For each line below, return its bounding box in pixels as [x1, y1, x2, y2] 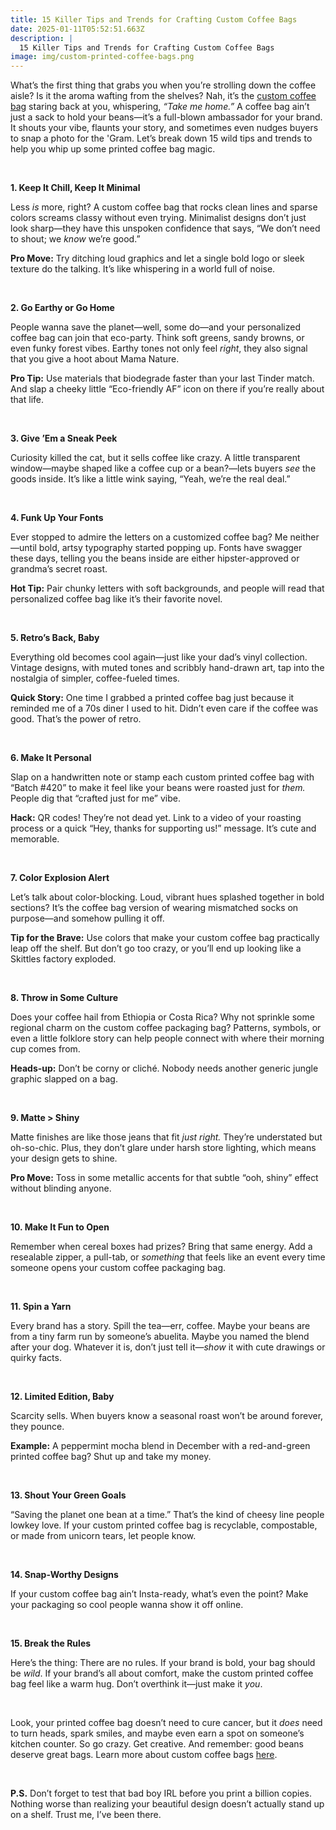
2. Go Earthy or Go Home [10, 302, 115, 314]
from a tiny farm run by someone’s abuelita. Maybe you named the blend [10, 1331, 310, 1343]
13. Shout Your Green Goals [10, 1489, 127, 1501]
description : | [10, 33, 74, 43]
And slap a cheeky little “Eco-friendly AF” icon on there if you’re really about [10, 383, 325, 395]
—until [10, 542, 37, 554]
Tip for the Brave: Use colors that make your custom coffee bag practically [10, 932, 320, 944]
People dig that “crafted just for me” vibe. [10, 792, 181, 805]
